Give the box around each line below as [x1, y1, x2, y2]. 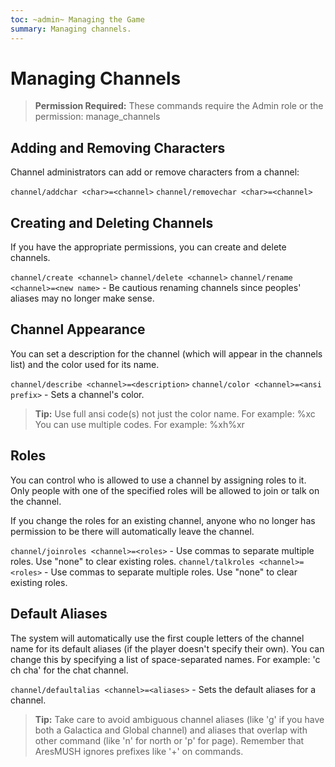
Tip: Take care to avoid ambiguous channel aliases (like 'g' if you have [34, 713, 325, 725]
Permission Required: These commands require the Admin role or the [34, 100, 324, 112]
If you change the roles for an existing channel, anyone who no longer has [10, 514, 316, 526]
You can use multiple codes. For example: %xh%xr [34, 418, 245, 430]
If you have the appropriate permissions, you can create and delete [10, 241, 287, 253]
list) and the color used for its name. [10, 358, 160, 370]
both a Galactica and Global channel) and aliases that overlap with [34, 724, 308, 736]
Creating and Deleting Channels [10, 214, 214, 231]
